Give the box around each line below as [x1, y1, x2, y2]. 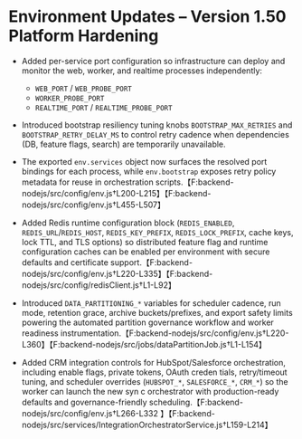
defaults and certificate [21, 256, 109, 268]
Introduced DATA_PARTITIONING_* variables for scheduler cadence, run [21, 297, 281, 309]
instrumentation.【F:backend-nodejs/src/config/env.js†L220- [61, 328, 289, 339]
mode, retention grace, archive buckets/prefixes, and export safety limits [21, 307, 293, 318]
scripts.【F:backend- [156, 177, 234, 187]
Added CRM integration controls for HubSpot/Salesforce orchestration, [21, 357, 286, 367]
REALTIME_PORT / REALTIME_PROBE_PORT [34, 101, 173, 112]
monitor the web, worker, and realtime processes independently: [21, 65, 263, 76]
